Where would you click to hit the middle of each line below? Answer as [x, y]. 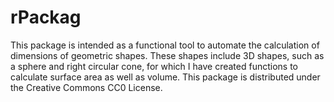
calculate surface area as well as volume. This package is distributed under [165, 77]
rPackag [46, 17]
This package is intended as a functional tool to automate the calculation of [165, 45]
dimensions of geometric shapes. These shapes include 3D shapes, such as [167, 55]
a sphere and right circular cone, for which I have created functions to [154, 66]
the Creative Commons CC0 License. [86, 87]
